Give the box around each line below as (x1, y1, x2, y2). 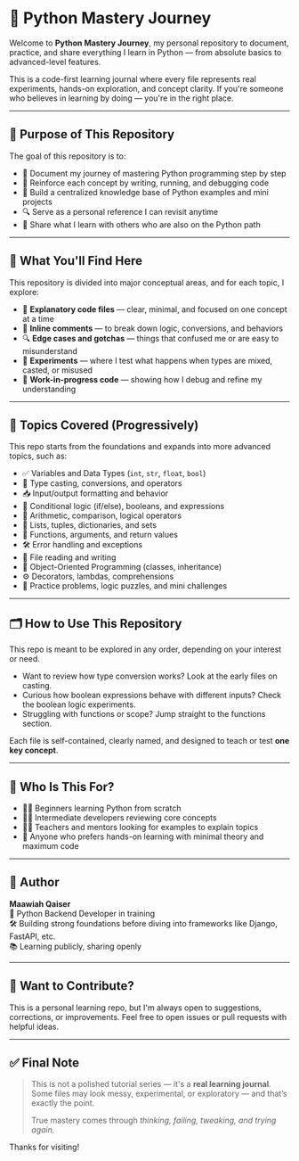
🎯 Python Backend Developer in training (9, 908, 156, 918)
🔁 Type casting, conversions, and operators (21, 478, 182, 489)
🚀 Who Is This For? (9, 779, 115, 795)
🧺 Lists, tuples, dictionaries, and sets (21, 520, 158, 531)
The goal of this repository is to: (9, 151, 126, 161)
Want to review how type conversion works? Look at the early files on (21, 671, 278, 681)
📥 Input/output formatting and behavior (21, 488, 169, 498)
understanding (21, 383, 77, 394)
